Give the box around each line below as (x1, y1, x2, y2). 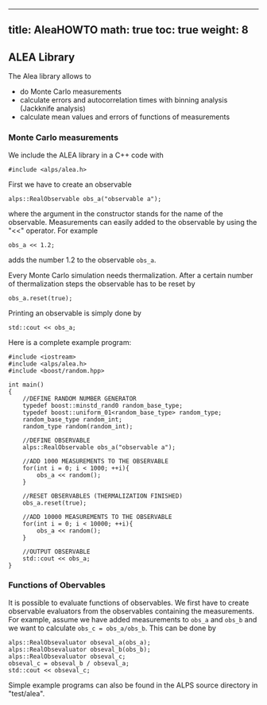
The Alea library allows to (8, 72, 91, 81)
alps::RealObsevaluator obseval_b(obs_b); (8, 645, 151, 653)
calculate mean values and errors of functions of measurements (19, 112, 230, 122)
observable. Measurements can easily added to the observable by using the (8, 217, 257, 227)
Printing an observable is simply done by (8, 308, 141, 318)
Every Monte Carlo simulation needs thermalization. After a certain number (8, 270, 253, 280)
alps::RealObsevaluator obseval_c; (8, 653, 126, 660)
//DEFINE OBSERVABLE (22, 436, 91, 444)
